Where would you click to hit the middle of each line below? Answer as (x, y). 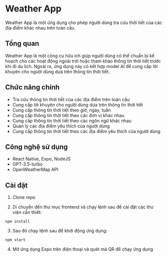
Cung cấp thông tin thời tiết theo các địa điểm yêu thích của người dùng (86, 131)
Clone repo (24, 197)
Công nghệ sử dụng (36, 147)
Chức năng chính (32, 87)
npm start (15, 240)
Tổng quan (22, 44)
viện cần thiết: (27, 212)
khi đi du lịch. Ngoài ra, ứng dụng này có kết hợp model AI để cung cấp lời (81, 66)
